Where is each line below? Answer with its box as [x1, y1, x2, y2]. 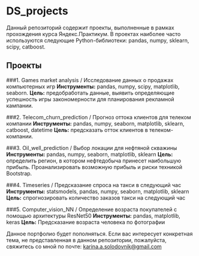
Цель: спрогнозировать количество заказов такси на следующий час [6, 194, 186, 201]
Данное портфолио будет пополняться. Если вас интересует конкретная [6, 230, 193, 237]
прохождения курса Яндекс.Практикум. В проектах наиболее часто [6, 30, 181, 37]
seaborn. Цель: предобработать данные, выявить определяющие [6, 89, 175, 97]
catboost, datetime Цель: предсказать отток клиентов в [6, 126, 148, 133]
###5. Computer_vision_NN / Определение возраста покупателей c [6, 206, 177, 213]
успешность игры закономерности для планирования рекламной [6, 95, 175, 103]
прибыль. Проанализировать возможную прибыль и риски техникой [6, 163, 183, 170]
